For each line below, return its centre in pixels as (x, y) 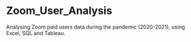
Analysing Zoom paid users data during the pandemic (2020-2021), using (96, 27)
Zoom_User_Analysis (59, 11)
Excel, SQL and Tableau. (36, 33)
